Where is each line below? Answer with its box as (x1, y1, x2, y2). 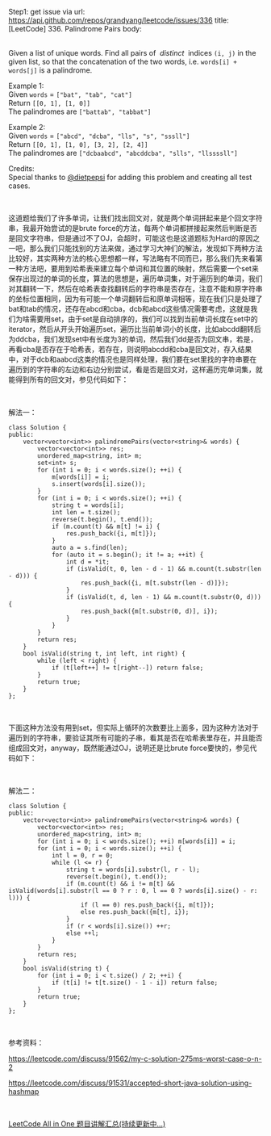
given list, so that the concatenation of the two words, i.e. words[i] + (8, 57, 238, 66)
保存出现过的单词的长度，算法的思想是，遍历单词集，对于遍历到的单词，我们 (8, 274, 263, 283)
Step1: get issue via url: (8, 7, 85, 16)
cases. (8, 181, 31, 191)
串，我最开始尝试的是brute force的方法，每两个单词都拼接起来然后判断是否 (8, 224, 258, 233)
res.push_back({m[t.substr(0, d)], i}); (80, 607, 219, 615)
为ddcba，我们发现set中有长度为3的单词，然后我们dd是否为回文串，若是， (8, 334, 258, 344)
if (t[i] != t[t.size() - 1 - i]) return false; (51, 979, 219, 987)
